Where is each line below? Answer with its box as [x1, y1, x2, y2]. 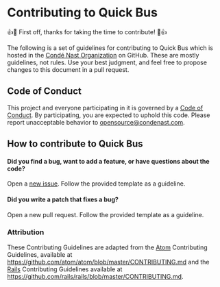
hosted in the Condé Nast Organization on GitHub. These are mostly [7, 51, 199, 59]
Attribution [7, 227, 45, 237]
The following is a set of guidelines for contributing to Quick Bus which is [7, 43, 214, 52]
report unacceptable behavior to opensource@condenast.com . [7, 118, 185, 126]
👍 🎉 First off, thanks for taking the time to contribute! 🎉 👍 [7, 27, 167, 36]
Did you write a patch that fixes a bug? [7, 195, 119, 203]
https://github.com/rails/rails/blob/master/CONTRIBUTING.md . [7, 272, 184, 280]
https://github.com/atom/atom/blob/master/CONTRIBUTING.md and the [7, 258, 210, 266]
